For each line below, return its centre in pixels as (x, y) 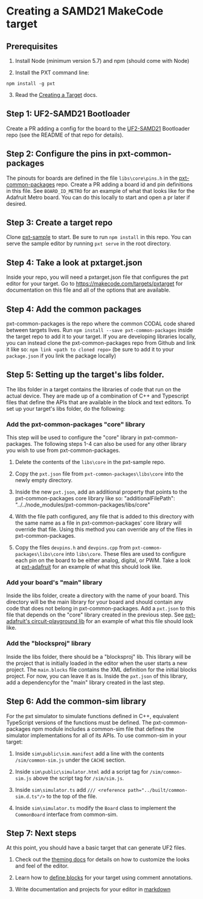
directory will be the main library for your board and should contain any (95, 602)
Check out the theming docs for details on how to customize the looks (102, 860)
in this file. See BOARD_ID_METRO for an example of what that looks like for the (101, 191)
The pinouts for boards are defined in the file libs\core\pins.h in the (92, 178)
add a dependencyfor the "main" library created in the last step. (85, 682)
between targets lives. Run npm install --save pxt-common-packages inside (100, 330)
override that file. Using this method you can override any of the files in (104, 529)
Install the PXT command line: (52, 73)
